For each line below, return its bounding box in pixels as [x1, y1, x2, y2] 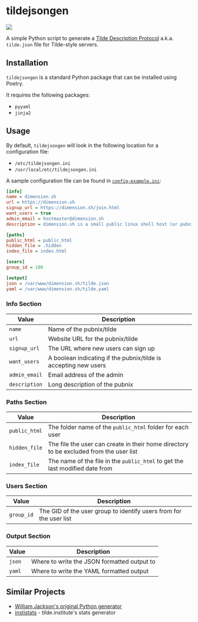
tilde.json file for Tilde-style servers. [6, 41, 99, 48]
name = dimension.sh [6, 194, 57, 200]
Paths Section [6, 398, 47, 406]
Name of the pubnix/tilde [48, 325, 117, 333]
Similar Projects [6, 587, 66, 597]
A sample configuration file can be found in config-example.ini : [6, 177, 161, 184]
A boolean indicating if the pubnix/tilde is [48, 353, 161, 362]
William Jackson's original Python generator [14, 603, 122, 610]
